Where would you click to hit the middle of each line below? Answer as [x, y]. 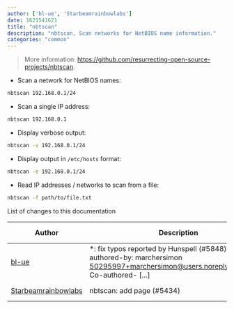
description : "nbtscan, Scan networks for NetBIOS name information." [112, 33]
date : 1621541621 [32, 20]
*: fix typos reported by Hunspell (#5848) [158, 248]
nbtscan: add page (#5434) [135, 290]
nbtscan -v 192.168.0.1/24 [46, 145]
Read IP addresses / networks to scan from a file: [88, 185]
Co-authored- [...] [120, 275]
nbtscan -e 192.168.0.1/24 [46, 172]
